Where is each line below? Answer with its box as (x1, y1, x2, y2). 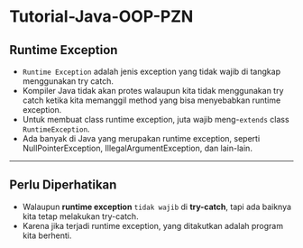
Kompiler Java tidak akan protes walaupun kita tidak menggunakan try (22, 86, 284, 96)
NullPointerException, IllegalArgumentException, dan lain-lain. (22, 142, 252, 153)
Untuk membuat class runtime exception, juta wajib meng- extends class (22, 115, 290, 124)
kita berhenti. (22, 230, 72, 241)
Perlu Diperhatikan (9, 178, 117, 193)
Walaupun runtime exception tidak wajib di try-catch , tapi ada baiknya (22, 201, 291, 212)
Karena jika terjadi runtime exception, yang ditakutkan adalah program (22, 220, 284, 231)
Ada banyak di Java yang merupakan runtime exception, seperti (22, 133, 261, 143)
